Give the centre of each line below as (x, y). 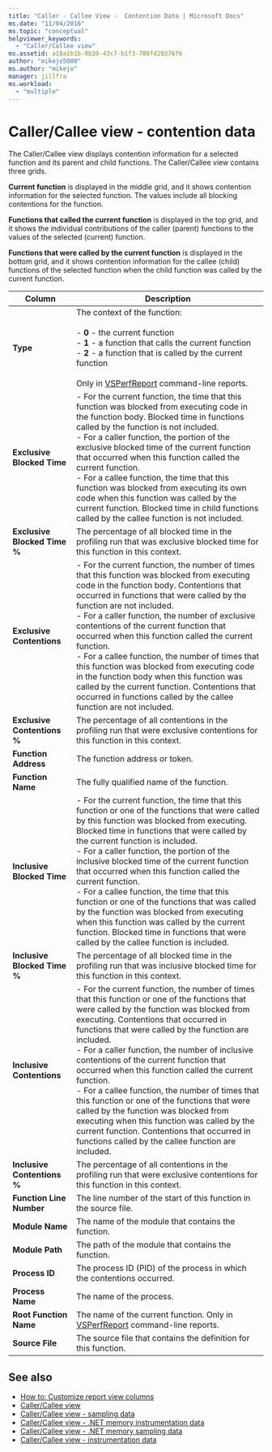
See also (30, 1377)
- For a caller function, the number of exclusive (166, 616)
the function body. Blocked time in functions (160, 417)
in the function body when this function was (159, 677)
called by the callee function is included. (152, 942)
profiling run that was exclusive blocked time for (167, 542)
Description (168, 299)
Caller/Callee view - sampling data (77, 1414)
